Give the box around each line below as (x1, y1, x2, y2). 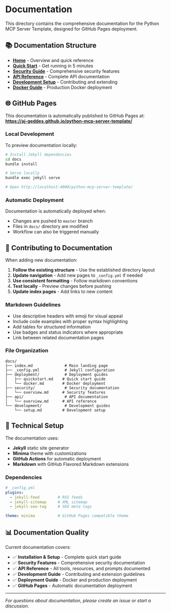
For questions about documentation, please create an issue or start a (5, 597, 151, 603)
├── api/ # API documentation (5, 394, 108, 399)
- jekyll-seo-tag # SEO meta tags (10, 504, 93, 509)
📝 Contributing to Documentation (5, 243, 113, 252)
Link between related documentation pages (12, 334, 104, 340)
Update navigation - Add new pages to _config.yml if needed (12, 272, 143, 278)
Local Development (5, 131, 54, 138)
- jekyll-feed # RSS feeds (10, 494, 83, 500)
